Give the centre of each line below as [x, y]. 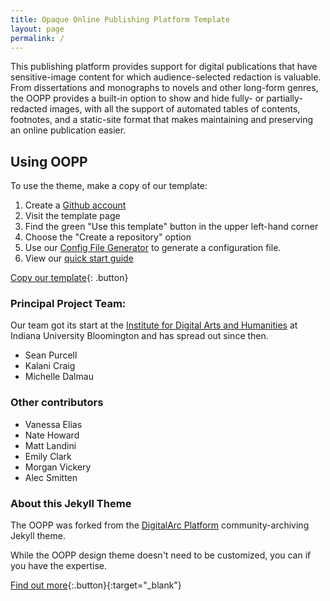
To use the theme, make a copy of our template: [109, 186]
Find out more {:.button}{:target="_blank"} [96, 585]
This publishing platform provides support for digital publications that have [164, 67]
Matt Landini [50, 445]
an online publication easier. [68, 130]
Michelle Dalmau [59, 377]
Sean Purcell [51, 355]
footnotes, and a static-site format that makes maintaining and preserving [162, 120]
